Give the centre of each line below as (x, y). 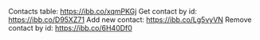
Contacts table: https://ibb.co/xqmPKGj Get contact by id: (103, 11)
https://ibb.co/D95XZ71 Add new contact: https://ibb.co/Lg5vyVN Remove (130, 20)
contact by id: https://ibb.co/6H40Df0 (71, 28)
